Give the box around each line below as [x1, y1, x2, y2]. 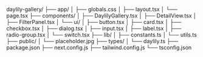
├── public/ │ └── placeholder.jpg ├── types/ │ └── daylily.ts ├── [6, 38, 179, 44]
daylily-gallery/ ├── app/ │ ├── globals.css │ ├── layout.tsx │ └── [6, 6, 177, 13]
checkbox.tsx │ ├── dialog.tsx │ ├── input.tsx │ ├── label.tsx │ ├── [6, 25, 182, 32]
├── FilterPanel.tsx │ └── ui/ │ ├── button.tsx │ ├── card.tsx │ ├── [6, 19, 182, 25]
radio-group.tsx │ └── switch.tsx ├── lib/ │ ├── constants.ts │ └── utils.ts [6, 31, 198, 38]
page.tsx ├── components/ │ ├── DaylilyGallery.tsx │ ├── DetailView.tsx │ [6, 12, 197, 19]
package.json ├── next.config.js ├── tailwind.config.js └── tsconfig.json [6, 44, 192, 51]
